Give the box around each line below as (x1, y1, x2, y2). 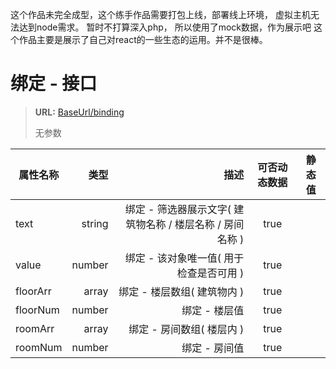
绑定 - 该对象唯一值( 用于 (124, 251, 245, 265)
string (81, 216, 109, 230)
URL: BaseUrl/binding (34, 106, 125, 118)
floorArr (15, 284, 52, 298)
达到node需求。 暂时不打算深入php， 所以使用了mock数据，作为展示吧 (18, 21, 312, 33)
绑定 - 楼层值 (181, 303, 245, 317)
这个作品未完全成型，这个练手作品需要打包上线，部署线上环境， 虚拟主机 (10, 9, 311, 20)
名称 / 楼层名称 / (145, 217, 222, 231)
